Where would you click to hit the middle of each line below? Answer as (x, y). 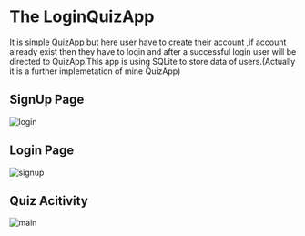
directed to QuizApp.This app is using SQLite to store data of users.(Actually (152, 61)
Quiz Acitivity (49, 201)
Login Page (42, 151)
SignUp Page (47, 100)
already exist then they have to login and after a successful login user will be (153, 51)
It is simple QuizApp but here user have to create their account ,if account (148, 42)
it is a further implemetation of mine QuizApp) (95, 71)
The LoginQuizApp (82, 17)
